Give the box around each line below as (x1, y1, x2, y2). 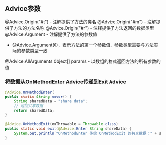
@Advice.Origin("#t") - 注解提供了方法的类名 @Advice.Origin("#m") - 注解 (5, 19, 156, 25)
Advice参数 (5, 4, 41, 13)
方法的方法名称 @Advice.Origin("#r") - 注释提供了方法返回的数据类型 (13, 25, 155, 31)
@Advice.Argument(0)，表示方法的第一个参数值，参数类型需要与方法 (12, 42, 154, 48)
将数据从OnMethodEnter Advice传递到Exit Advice (5, 78, 126, 85)
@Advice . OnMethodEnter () (5, 90, 56, 95)
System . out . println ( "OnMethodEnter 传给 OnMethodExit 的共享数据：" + (14, 131, 157, 136)
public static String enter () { (5, 94, 72, 99)
